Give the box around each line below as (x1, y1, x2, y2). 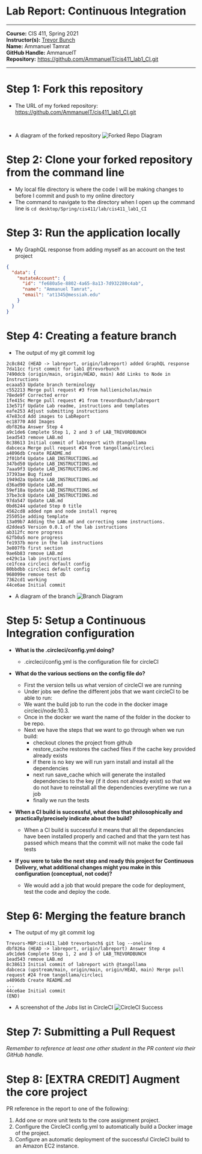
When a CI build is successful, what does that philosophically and (14, 808, 183, 816)
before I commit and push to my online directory (14, 192, 135, 199)
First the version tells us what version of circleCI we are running (23, 681, 182, 688)
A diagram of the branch (14, 592, 76, 600)
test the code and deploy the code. (23, 888, 111, 895)
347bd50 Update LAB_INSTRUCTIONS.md (6, 461, 98, 467)
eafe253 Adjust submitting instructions (6, 408, 109, 414)
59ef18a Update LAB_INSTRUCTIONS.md (6, 487, 98, 493)
